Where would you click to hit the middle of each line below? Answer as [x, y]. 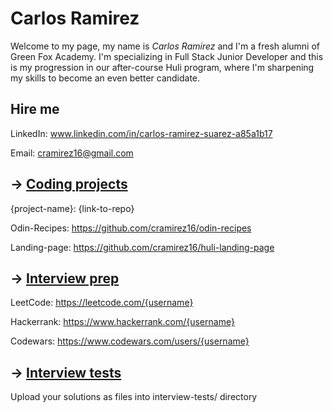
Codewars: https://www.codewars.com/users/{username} [130, 341]
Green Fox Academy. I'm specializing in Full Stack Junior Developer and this [167, 56]
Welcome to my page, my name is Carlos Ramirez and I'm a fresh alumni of [165, 46]
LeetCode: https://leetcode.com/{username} [102, 303]
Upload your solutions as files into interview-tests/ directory [134, 397]
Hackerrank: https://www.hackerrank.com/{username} [122, 322]
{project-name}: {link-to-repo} [72, 208]
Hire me [35, 109]
